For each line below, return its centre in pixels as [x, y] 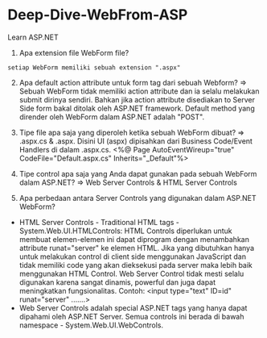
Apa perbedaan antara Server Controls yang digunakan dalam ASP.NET [138, 198]
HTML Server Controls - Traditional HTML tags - [99, 222]
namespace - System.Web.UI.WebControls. [91, 325]
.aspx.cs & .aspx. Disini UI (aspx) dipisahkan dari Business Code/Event [136, 141]
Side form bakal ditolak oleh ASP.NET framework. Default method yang [137, 108]
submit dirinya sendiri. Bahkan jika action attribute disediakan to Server [137, 99]
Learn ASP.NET [33, 37]
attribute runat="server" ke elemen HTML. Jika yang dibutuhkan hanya [137, 248]
